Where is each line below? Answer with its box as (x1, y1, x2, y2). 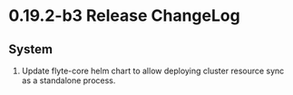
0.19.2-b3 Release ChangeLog (8, 5, 241, 26)
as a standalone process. (21, 75, 116, 86)
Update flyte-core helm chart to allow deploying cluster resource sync (21, 65, 285, 76)
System (8, 42, 54, 57)
